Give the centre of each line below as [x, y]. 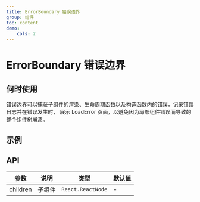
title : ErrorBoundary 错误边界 [43, 12]
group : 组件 [20, 17]
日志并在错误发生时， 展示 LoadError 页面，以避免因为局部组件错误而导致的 [99, 112]
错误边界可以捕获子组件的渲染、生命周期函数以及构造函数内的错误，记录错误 [100, 104]
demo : [13, 28]
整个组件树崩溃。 [27, 119]
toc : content [22, 23]
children [21, 189]
